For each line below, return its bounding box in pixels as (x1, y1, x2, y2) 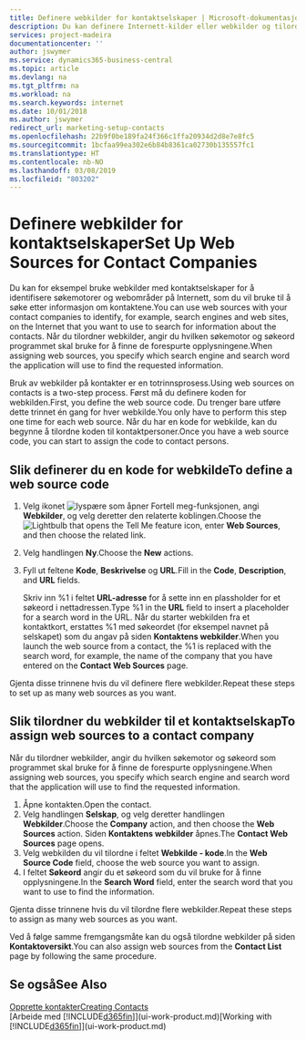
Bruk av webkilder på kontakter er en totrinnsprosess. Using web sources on (9, 377, 295, 388)
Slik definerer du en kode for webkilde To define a (9, 462, 293, 478)
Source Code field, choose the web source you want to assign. (22, 857, 260, 868)
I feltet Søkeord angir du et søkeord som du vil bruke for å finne (22, 867, 262, 878)
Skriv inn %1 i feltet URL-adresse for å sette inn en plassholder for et (22, 592, 280, 602)
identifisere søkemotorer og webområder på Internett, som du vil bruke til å (9, 293, 291, 304)
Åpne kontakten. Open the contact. (22, 798, 152, 809)
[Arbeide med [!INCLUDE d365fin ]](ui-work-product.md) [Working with (9, 1011, 272, 1022)
